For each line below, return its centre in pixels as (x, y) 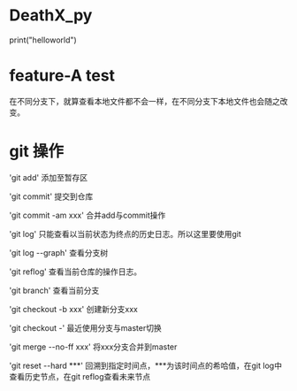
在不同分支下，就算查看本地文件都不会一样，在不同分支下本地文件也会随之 (145, 101)
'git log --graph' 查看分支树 (59, 252)
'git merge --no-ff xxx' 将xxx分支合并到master (93, 347)
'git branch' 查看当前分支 (54, 290)
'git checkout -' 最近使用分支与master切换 (85, 327)
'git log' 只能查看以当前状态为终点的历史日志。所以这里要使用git (125, 234)
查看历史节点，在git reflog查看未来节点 (80, 376)
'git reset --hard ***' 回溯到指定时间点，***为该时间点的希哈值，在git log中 (146, 365)
